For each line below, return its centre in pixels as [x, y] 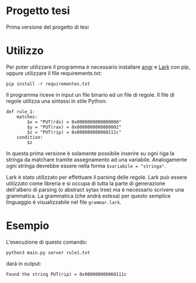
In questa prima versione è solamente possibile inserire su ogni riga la [90, 153]
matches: [27, 117]
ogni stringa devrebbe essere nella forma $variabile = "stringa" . [86, 166]
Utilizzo [25, 51]
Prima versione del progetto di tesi [47, 27]
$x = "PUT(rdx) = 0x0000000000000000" [74, 122]
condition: [30, 137]
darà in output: [24, 263]
